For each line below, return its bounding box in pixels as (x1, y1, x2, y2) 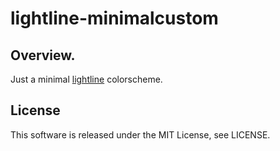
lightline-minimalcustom (10, 7, 219, 30)
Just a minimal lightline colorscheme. (10, 73, 163, 85)
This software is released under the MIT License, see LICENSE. (10, 128, 271, 141)
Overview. (10, 47, 76, 64)
